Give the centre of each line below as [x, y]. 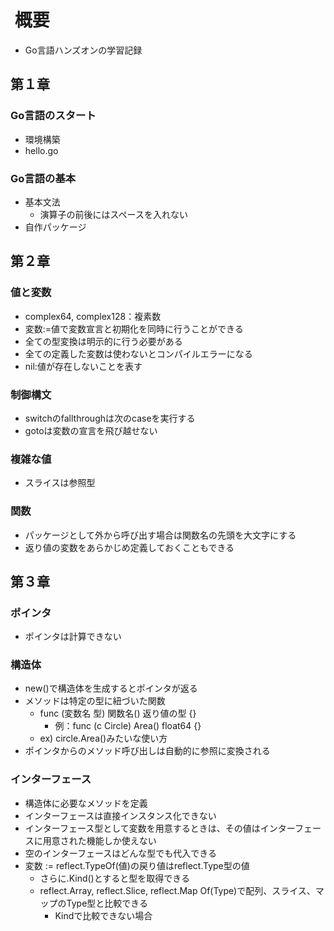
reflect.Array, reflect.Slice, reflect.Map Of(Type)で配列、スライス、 [177, 890]
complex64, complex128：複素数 [93, 316]
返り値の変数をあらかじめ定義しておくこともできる [129, 547]
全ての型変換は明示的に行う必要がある [103, 341]
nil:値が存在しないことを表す [83, 366]
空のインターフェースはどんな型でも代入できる [120, 853]
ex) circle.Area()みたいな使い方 [103, 738]
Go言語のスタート [53, 116]
